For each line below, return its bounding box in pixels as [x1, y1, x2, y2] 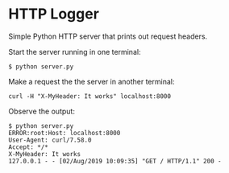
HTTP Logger [8, 5, 99, 23]
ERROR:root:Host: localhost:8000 [8, 129, 121, 137]
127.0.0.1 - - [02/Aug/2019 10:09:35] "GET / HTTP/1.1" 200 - [8, 157, 222, 165]
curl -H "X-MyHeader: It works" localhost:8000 [8, 92, 172, 101]
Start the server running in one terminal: [8, 47, 141, 56]
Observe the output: [8, 106, 75, 116]
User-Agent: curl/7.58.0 [8, 136, 92, 144]
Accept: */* [8, 142, 48, 151]
